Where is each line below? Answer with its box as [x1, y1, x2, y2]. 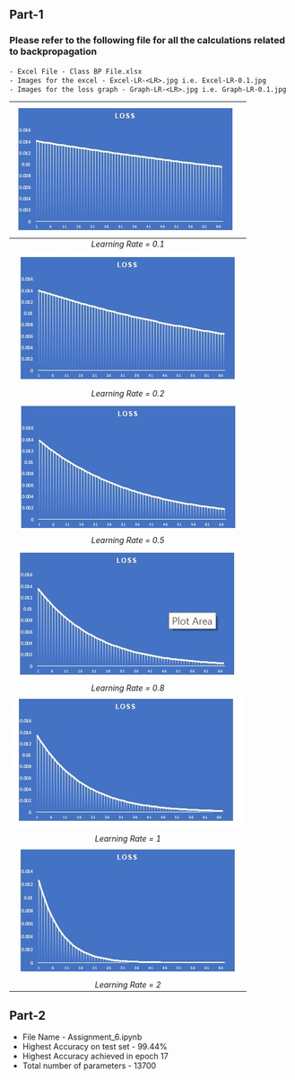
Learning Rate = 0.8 [91, 683, 165, 693]
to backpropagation [9, 45, 97, 58]
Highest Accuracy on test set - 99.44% [22, 1041, 168, 1052]
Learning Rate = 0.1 [91, 238, 165, 250]
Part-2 [9, 1007, 47, 1023]
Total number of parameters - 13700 [22, 1060, 157, 1071]
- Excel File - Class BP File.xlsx [9, 67, 143, 76]
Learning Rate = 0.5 [91, 535, 165, 546]
